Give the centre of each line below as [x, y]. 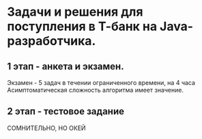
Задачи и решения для [75, 12]
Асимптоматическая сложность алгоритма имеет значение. [96, 90]
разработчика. [52, 41]
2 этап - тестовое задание [66, 111]
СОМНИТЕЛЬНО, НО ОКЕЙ [47, 128]
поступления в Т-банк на [82, 26]
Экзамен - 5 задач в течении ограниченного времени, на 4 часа [101, 83]
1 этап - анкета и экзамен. [66, 66]
